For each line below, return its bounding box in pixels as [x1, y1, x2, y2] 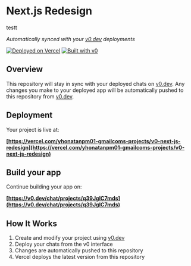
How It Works [6, 218, 58, 228]
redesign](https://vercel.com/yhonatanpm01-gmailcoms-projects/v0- [6, 144, 185, 151]
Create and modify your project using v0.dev [14, 234, 125, 242]
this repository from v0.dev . [6, 92, 74, 100]
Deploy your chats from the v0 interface [14, 240, 113, 248]
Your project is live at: [6, 126, 60, 133]
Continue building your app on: [6, 183, 82, 190]
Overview [6, 64, 43, 75]
